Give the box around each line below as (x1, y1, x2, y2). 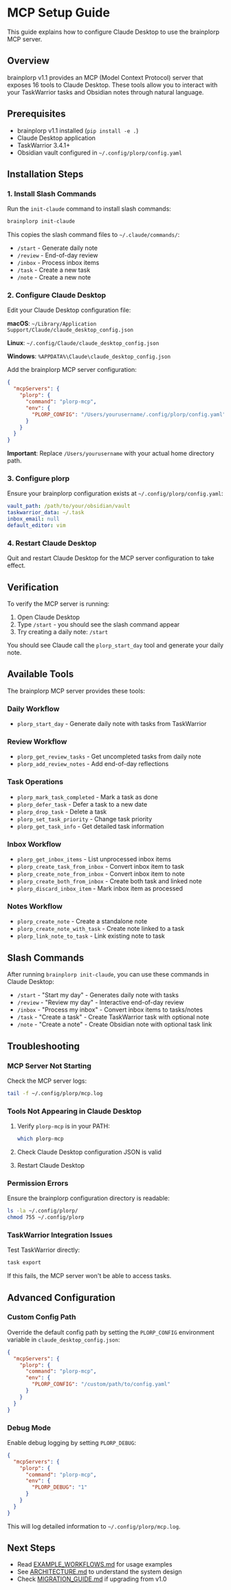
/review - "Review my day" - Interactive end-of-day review (16, 999, 184, 1007)
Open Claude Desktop (16, 613, 80, 622)
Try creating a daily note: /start (16, 628, 109, 636)
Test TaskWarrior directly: (7, 1246, 80, 1254)
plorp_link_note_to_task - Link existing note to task (16, 932, 165, 940)
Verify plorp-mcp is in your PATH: (16, 1122, 110, 1130)
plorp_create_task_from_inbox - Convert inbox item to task (16, 863, 184, 871)
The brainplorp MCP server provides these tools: (7, 687, 146, 695)
